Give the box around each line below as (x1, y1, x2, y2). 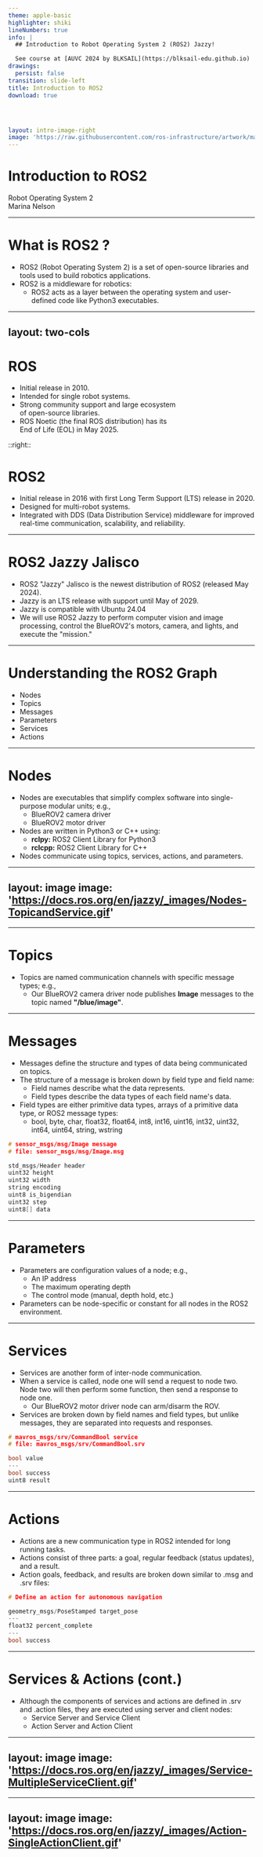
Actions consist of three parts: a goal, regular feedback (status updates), (19, 1552, 254, 1563)
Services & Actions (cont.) (8, 1670, 182, 1688)
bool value (8, 1454, 44, 1463)
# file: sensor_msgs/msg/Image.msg (8, 1147, 124, 1155)
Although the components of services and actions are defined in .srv (19, 1696, 241, 1705)
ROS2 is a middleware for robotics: (19, 280, 132, 288)
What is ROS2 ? (8, 236, 110, 254)
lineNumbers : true (8, 26, 68, 34)
